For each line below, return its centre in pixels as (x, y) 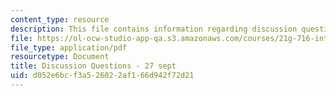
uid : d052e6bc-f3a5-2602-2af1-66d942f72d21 (102, 76)
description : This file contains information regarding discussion (154, 29)
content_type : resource (60, 19)
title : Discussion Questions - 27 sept (93, 66)
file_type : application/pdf (69, 47)
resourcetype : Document (60, 57)
